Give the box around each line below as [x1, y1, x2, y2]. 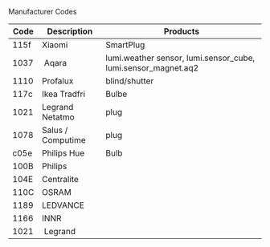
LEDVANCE [41, 200, 84, 211]
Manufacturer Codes [8, 7, 77, 16]
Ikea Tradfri [41, 88, 86, 99]
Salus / [41, 124, 68, 136]
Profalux [41, 75, 74, 87]
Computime [41, 135, 86, 145]
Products [163, 26, 199, 37]
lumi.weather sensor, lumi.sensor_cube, [105, 52, 256, 63]
